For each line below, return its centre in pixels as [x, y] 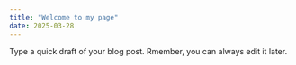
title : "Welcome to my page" [64, 17]
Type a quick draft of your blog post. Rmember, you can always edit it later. [148, 51]
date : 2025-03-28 [42, 26]
